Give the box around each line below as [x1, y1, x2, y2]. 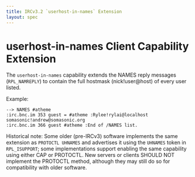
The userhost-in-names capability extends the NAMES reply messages [6, 71, 176, 78]
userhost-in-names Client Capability [6, 40, 189, 53]
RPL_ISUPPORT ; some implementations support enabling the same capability [6, 145, 187, 152]
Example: [6, 96, 29, 103]
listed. [6, 84, 21, 91]
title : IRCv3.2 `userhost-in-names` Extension [6, 8, 122, 15]
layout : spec [6, 14, 38, 20]
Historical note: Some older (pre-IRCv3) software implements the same [6, 133, 178, 140]
